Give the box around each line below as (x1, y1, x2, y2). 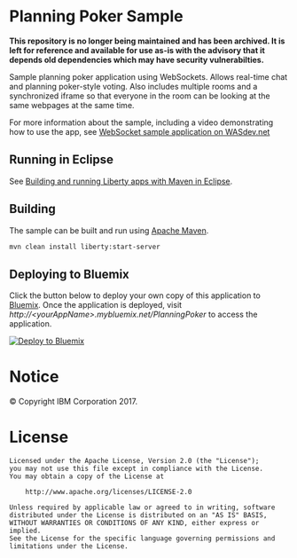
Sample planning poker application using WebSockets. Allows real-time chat (9, 71, 288, 82)
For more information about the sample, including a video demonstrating (9, 117, 274, 128)
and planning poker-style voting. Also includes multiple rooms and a (9, 81, 258, 91)
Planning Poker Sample (9, 6, 184, 27)
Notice (9, 366, 59, 387)
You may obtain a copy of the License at (9, 472, 165, 481)
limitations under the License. (9, 542, 129, 551)
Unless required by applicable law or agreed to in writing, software (9, 503, 276, 512)
